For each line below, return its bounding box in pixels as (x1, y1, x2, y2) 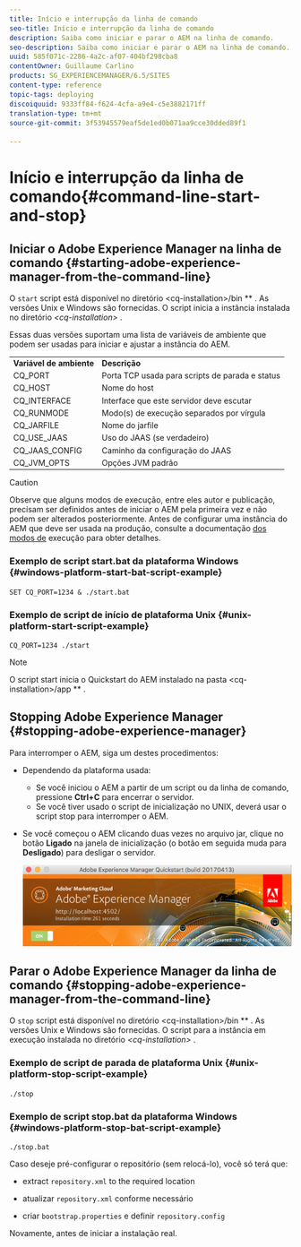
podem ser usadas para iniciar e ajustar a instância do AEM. (9, 339, 231, 349)
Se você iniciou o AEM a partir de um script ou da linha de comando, (35, 782, 289, 793)
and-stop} (9, 206, 87, 226)
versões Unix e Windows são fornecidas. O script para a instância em (9, 1025, 266, 1036)
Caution (9, 477, 39, 488)
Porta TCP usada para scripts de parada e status (101, 370, 280, 381)
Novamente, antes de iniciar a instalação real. (9, 1228, 177, 1239)
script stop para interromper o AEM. (35, 811, 168, 821)
